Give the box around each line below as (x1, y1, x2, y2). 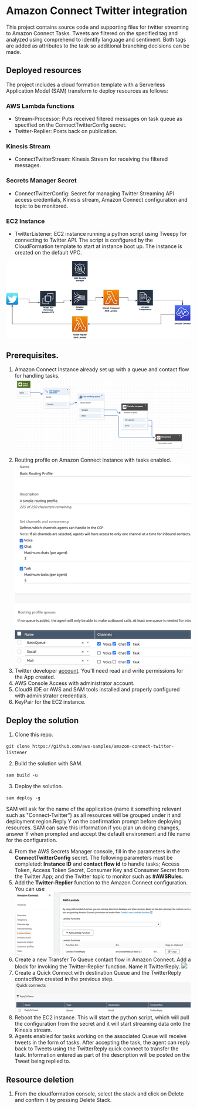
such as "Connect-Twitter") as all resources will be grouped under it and (6, 812, 181, 819)
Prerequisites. (6, 350, 59, 360)
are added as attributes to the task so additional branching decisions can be (6, 42, 189, 49)
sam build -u (6, 772, 38, 778)
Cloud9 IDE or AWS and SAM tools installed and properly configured (14, 686, 180, 693)
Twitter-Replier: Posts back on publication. (14, 128, 117, 135)
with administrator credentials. (14, 692, 89, 699)
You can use (14, 886, 45, 893)
